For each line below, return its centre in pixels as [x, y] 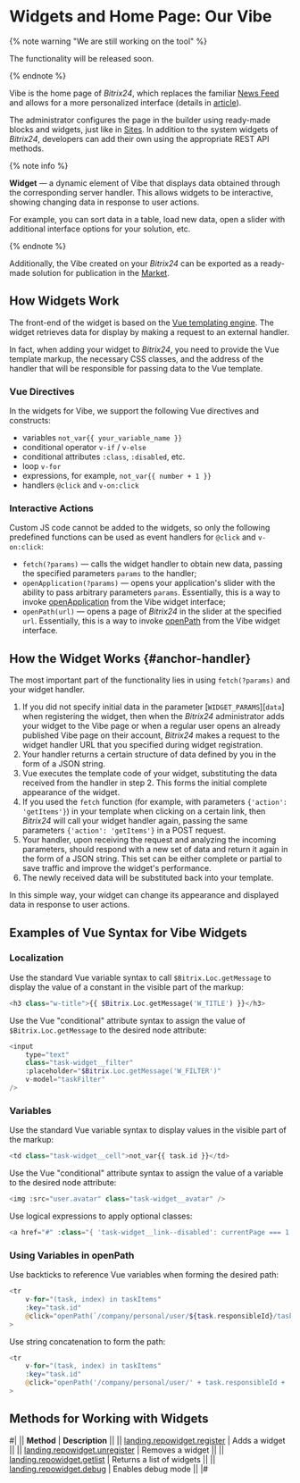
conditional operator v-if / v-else [84, 448]
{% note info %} [39, 165]
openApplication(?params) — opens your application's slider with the [149, 583]
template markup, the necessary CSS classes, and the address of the [137, 358]
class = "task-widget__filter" [79, 1063]
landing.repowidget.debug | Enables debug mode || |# [108, 1469]
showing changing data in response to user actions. [104, 202]
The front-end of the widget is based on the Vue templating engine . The [142, 323]
